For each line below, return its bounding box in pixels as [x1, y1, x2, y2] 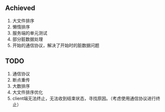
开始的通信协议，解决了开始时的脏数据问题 [12, 42, 100, 48]
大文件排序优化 [12, 89, 43, 95]
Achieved [5, 4, 36, 12]
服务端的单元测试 [12, 30, 48, 36]
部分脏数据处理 [12, 36, 43, 42]
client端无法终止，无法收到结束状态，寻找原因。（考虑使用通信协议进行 [12, 95, 156, 101]
